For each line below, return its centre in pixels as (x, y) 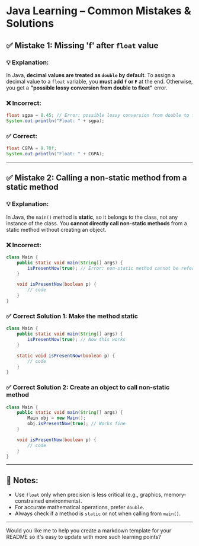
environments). (64, 501)
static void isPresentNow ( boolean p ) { (66, 356)
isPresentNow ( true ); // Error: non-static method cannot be (103, 268)
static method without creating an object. (56, 229)
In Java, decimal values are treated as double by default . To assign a (91, 75)
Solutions (30, 23)
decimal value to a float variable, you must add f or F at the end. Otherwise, (99, 81)
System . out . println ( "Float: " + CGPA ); (55, 154)
